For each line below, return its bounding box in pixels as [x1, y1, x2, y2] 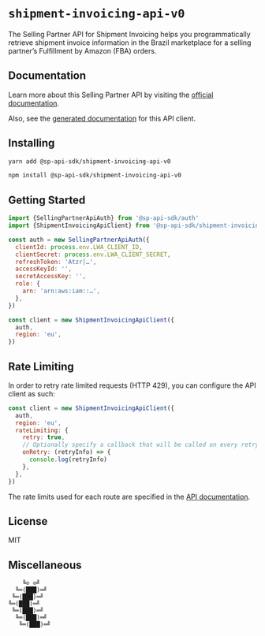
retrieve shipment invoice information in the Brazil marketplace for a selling [8, 38, 252, 47]
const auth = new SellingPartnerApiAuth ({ [8, 236, 150, 244]
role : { [15, 280, 41, 288]
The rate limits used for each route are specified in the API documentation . [8, 492, 251, 501]
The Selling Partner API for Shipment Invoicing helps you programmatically [8, 29, 251, 39]
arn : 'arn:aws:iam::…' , [22, 287, 101, 295]
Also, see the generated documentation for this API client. [8, 113, 196, 123]
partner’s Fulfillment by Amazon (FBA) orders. [8, 46, 157, 55]
